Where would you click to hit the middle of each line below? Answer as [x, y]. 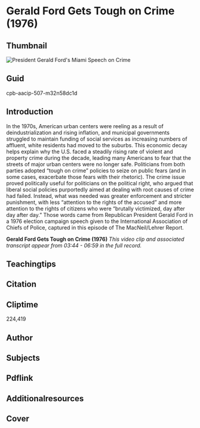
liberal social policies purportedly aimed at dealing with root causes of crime [100, 190]
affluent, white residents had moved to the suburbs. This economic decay [97, 145]
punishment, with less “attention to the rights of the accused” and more [94, 202]
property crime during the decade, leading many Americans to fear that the [99, 158]
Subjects [23, 358]
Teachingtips [31, 264]
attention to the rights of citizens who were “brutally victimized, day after [96, 208]
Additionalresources [45, 398]
